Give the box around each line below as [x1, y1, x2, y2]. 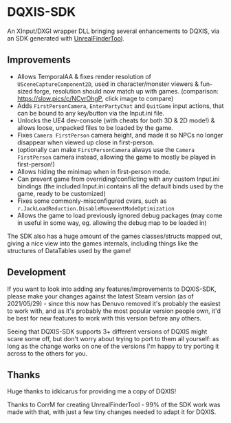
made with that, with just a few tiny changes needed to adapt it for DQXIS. [7, 408, 217, 416]
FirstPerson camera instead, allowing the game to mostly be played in [16, 153, 217, 161]
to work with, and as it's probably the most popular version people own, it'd [7, 307, 221, 315]
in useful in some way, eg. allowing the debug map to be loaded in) [16, 218, 208, 227]
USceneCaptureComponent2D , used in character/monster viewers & [16, 80, 199, 88]
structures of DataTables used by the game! [7, 246, 131, 254]
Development [7, 266, 67, 279]
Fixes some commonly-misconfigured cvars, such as [16, 197, 167, 205]
